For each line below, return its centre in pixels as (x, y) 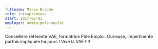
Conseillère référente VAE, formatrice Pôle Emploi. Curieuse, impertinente (79, 37)
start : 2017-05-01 (24, 18)
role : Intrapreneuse (26, 14)
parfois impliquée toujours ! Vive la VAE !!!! (48, 42)
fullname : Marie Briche (29, 9)
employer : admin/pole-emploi (35, 23)
